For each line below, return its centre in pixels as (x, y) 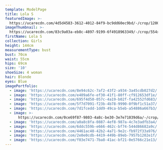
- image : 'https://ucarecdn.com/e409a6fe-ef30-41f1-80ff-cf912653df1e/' (84, 95)
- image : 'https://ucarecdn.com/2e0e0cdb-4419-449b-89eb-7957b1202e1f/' (84, 135)
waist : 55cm (17, 59)
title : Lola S (19, 14)
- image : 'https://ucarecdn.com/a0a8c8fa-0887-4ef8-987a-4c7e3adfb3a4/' (84, 122)
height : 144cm (19, 45)
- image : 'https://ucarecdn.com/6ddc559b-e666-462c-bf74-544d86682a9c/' (84, 126)
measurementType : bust (28, 50)
